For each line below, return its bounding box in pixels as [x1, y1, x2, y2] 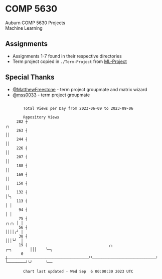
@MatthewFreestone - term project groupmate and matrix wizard [12, 86, 147, 92]
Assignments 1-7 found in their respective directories [12, 53, 122, 59]
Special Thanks [5, 73, 55, 82]
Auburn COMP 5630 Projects [5, 20, 66, 26]
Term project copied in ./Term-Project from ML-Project [12, 58, 127, 64]
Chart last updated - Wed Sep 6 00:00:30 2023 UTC [23, 269, 134, 274]
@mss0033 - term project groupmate [12, 92, 90, 98]
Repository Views [23, 114, 59, 120]
